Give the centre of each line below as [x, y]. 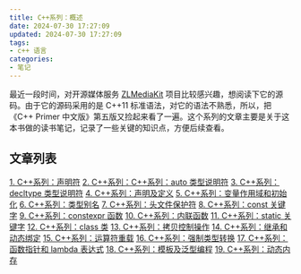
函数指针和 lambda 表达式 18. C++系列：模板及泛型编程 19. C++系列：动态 [146, 249]
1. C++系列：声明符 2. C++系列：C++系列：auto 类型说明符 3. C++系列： [145, 182]
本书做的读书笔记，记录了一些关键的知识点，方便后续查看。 [119, 127]
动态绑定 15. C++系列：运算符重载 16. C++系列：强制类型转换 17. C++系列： [149, 237]
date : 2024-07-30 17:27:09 [60, 26]
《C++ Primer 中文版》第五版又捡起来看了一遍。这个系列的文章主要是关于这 [150, 116]
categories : [31, 59]
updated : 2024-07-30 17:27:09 [66, 34]
